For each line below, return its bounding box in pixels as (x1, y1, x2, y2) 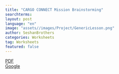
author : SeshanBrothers (5, 30, 55, 35)
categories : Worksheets (5, 35, 55, 40)
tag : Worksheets (5, 40, 39, 45)
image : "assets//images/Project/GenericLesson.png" (5, 26, 115, 31)
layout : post (5, 16, 32, 21)
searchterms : (5, 12, 32, 17)
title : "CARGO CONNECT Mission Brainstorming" (5, 7, 104, 12)
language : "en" (5, 21, 37, 26)
